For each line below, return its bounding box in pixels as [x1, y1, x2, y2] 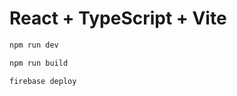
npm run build [9, 58, 69, 68]
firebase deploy [9, 76, 77, 86]
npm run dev [9, 40, 59, 50]
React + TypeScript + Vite [9, 7, 227, 30]
